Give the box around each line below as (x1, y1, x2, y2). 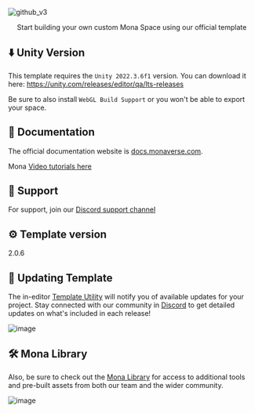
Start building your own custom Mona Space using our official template (16, 23, 247, 31)
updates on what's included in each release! (8, 309, 151, 318)
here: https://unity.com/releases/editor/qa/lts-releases (8, 79, 184, 89)
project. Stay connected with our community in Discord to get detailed (8, 300, 235, 310)
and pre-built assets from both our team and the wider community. (8, 380, 224, 389)
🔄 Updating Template (8, 271, 113, 284)
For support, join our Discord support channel (8, 205, 156, 215)
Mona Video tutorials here (8, 161, 92, 171)
